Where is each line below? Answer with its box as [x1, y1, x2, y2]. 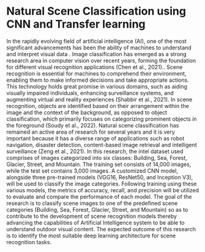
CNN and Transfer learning [6, 17, 146, 31]
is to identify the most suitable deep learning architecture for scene [6, 232, 176, 239]
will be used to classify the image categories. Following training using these [6, 180, 197, 187]
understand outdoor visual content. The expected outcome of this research [6, 225, 196, 232]
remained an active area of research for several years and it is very [6, 128, 176, 135]
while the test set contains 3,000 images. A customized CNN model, [6, 167, 179, 175]
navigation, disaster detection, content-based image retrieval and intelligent [6, 141, 197, 148]
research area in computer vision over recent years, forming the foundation [6, 57, 196, 64]
